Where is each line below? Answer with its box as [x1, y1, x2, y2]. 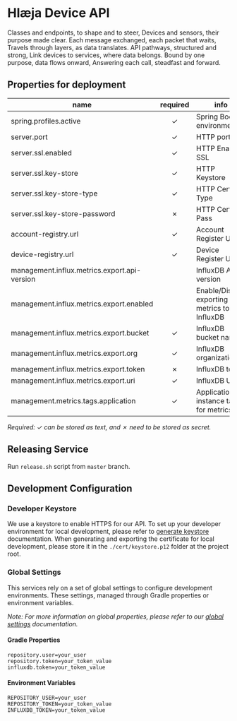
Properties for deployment [7, 79, 126, 91]
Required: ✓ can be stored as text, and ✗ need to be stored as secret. [7, 422, 212, 431]
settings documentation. [7, 619, 78, 628]
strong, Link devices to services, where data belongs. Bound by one [7, 51, 205, 59]
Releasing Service [7, 443, 89, 455]
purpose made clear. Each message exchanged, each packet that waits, [7, 35, 217, 44]
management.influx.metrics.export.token [11, 364, 145, 374]
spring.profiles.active [11, 116, 81, 126]
